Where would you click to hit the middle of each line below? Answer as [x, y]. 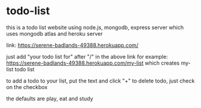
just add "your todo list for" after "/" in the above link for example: [87, 56]
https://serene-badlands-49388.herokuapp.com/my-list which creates [93, 63]
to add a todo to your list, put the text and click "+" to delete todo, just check [100, 81]
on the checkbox [27, 87]
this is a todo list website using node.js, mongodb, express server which [95, 27]
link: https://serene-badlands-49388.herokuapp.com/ [72, 45]
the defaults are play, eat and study [50, 99]
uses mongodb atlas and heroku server [54, 33]
